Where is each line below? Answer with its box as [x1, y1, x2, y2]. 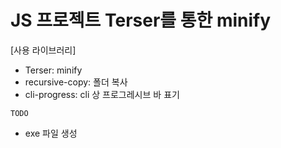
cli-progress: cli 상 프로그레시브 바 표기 [24, 88, 180, 100]
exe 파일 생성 [24, 127, 78, 139]
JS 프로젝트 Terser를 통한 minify [10, 9, 272, 32]
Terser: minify [24, 64, 83, 76]
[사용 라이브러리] [10, 44, 77, 56]
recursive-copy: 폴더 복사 [24, 76, 128, 88]
